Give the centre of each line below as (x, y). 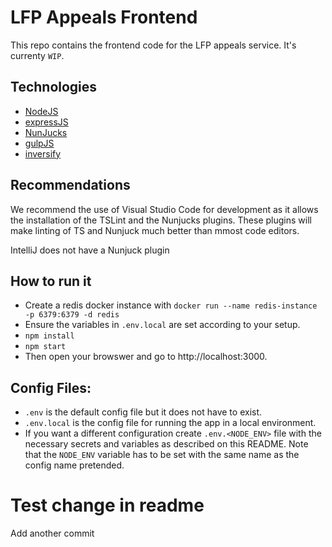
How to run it (51, 281)
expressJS (46, 122)
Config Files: (51, 387)
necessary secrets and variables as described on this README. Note (166, 444)
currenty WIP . (37, 55)
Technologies (54, 87)
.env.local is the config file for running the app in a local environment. (170, 423)
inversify (43, 153)
